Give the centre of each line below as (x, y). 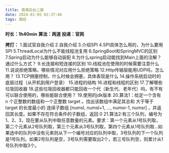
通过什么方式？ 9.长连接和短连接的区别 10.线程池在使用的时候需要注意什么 (82, 64)
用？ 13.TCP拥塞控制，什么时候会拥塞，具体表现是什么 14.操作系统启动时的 (83, 76)
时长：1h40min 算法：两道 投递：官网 (45, 34)
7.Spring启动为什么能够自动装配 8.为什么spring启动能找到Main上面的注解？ (83, 57)
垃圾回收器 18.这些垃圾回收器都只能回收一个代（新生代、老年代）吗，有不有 (84, 89)
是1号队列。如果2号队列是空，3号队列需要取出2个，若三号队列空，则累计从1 (84, 139)
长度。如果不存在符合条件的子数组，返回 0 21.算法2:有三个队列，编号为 (88, 114)
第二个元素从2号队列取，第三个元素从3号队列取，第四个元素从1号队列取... (82, 127)
